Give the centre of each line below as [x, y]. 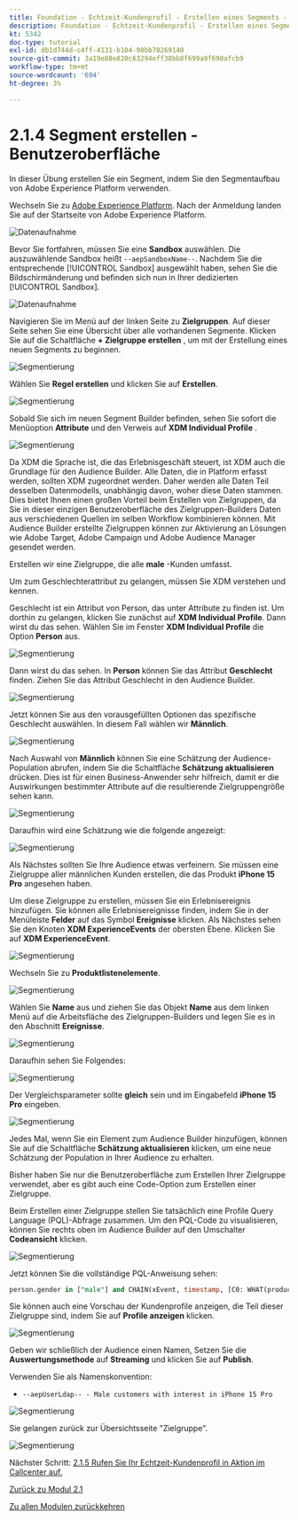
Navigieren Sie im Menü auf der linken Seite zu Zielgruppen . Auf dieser [140, 321]
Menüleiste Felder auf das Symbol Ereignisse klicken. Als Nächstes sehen [145, 919]
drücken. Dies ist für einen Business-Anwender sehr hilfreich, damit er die [144, 776]
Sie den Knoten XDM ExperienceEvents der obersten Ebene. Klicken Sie [142, 929]
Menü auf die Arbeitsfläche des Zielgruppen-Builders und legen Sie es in [142, 1016]
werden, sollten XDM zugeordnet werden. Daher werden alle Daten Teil [139, 481]
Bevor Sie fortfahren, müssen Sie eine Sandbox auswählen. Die [125, 248]
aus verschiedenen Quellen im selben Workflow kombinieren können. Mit [143, 518]
